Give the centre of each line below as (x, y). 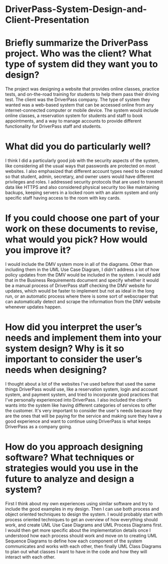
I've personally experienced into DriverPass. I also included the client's (78, 400)
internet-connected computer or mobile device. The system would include (82, 110)
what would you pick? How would (76, 240)
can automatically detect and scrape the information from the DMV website (83, 302)
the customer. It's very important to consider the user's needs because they (84, 410)
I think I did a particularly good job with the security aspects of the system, (82, 161)
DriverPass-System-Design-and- (76, 9)
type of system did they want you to (81, 64)
